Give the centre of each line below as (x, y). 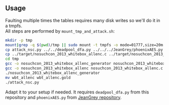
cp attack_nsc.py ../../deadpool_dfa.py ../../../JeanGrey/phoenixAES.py (84, 50)
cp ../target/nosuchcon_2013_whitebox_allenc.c (56, 54)
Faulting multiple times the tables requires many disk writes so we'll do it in (83, 20)
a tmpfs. (14, 26)
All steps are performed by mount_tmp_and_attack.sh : (60, 31)
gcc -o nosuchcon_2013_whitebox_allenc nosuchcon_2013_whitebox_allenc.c (84, 68)
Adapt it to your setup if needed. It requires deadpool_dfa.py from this (77, 92)
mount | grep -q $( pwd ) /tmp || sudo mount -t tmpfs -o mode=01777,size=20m (84, 45)
